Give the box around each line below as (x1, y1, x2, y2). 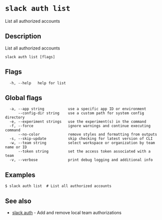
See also (5, 197, 32, 205)
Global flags (5, 94, 42, 102)
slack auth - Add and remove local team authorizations (12, 210, 122, 215)
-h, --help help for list (9, 81, 66, 85)
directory (5, 115, 25, 120)
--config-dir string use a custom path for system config (17, 111, 145, 116)
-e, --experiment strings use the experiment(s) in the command (9, 119, 146, 124)
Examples (5, 170, 35, 179)
